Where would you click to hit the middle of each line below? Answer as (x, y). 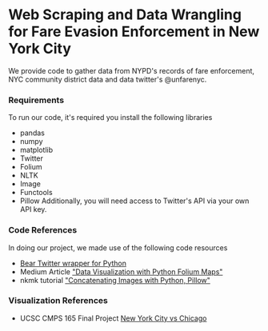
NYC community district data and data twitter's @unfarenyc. (108, 79)
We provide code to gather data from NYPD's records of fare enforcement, (131, 70)
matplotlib (36, 150)
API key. (33, 209)
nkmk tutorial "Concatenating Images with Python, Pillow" (115, 280)
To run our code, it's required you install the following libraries (110, 118)
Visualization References (58, 301)
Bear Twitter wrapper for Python (73, 263)
